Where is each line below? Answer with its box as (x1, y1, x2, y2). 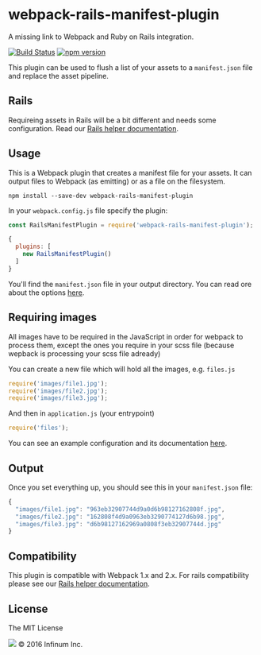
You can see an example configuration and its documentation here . (8, 439, 228, 448)
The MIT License (8, 622, 63, 633)
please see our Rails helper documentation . (8, 579, 150, 589)
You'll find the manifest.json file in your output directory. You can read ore (8, 279, 252, 289)
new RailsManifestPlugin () (22, 250, 112, 258)
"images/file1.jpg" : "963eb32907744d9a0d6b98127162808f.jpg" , (15, 505, 225, 514)
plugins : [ (15, 242, 52, 251)
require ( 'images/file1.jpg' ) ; (8, 379, 109, 387)
